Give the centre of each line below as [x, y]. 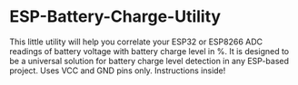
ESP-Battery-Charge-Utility [115, 17]
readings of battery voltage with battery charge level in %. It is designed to [149, 51]
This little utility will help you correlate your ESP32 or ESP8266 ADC [136, 42]
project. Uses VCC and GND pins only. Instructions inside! [118, 71]
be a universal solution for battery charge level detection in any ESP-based [149, 61]
